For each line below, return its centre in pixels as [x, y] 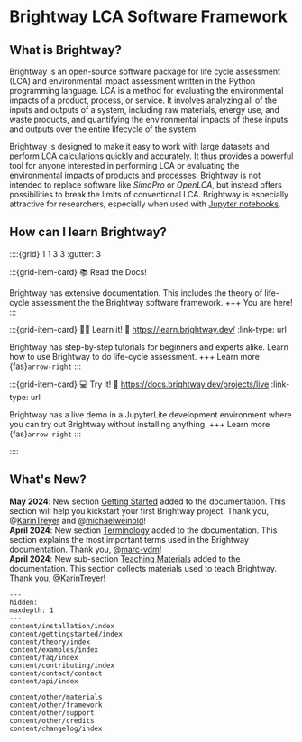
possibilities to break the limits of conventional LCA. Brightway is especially [149, 194]
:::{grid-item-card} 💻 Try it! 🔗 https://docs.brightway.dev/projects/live [139, 384]
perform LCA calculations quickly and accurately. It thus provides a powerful [151, 156]
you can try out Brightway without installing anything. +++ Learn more [140, 424]
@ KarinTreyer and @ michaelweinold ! [78, 520]
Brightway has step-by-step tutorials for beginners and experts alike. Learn [149, 347]
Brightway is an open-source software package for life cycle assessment [145, 71]
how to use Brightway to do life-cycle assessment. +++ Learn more [134, 356]
